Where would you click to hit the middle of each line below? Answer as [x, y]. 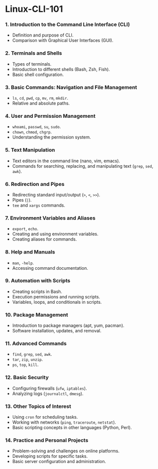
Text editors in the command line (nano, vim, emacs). [66, 161]
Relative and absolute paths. [41, 103]
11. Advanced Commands [36, 344]
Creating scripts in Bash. [37, 291]
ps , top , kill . [25, 365]
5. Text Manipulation [30, 150]
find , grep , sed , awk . [32, 354]
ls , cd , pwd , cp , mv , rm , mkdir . [40, 98]
